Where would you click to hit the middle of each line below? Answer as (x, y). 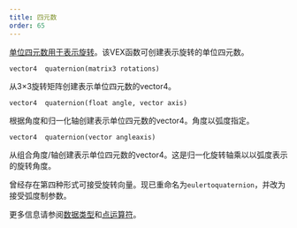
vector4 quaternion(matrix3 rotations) (85, 68)
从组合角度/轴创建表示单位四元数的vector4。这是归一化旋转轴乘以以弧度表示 (148, 155)
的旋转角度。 (32, 165)
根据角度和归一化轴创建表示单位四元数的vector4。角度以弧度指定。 (132, 120)
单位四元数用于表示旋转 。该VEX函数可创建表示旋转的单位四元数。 (129, 52)
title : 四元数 (33, 17)
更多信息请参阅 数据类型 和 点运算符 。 (75, 214)
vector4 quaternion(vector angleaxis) (83, 137)
